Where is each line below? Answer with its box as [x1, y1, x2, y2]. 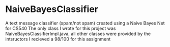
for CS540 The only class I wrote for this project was [5, 25, 116, 31]
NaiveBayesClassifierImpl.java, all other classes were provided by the [5, 30, 151, 36]
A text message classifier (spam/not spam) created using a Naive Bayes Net [5, 20, 165, 26]
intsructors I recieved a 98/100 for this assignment [5, 36, 111, 42]
